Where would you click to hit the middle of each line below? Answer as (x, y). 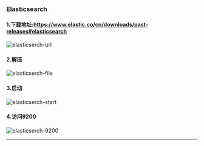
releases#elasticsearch (37, 31)
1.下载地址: (20, 24)
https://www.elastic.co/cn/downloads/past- (91, 24)
